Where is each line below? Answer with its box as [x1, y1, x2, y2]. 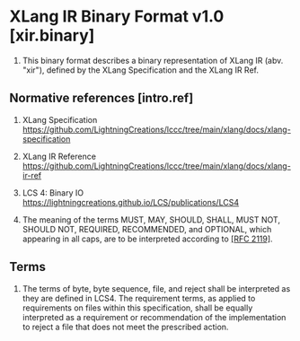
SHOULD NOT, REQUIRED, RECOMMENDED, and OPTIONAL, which [22, 223, 272, 234]
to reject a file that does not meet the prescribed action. [22, 321, 229, 332]
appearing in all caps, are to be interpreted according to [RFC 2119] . [22, 233, 273, 244]
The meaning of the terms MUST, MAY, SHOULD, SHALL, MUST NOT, [22, 214, 281, 225]
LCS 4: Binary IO [22, 187, 84, 198]
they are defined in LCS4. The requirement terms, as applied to [22, 293, 256, 303]
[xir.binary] [9, 25, 95, 46]
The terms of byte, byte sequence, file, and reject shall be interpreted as [22, 283, 291, 293]
